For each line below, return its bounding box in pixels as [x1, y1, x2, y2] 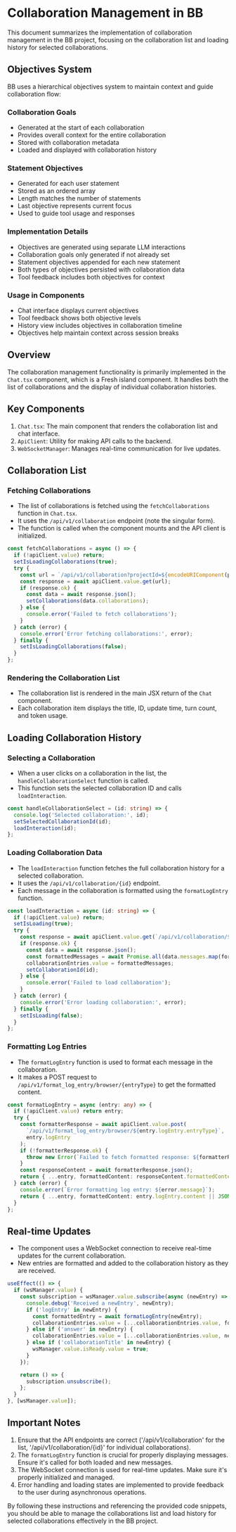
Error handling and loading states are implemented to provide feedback [17, 1480, 224, 1489]
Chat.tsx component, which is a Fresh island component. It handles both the [7, 375, 229, 384]
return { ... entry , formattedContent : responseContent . [20, 1173, 188, 1180]
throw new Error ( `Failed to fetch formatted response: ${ [25, 1153, 199, 1160]
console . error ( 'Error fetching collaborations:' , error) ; [20, 630, 193, 638]
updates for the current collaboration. [17, 1251, 126, 1260]
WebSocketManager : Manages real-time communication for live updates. [17, 444, 221, 452]
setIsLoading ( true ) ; [13, 920, 74, 928]
